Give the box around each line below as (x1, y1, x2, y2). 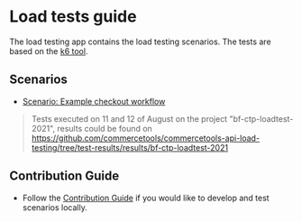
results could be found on (57, 123, 153, 134)
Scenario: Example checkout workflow (22, 96, 166, 106)
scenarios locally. (22, 201, 87, 213)
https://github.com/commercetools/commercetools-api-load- (31, 133, 260, 143)
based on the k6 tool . (9, 45, 88, 56)
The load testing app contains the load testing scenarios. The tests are (9, 36, 272, 47)
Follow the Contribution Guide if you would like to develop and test (22, 192, 270, 203)
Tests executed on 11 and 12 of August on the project (31, 113, 228, 124)
